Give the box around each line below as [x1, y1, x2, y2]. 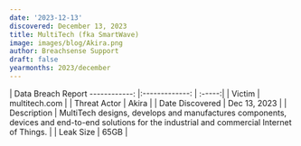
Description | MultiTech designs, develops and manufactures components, [9, 107, 287, 118]
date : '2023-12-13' [9, 13, 83, 23]
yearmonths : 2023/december [9, 64, 111, 73]
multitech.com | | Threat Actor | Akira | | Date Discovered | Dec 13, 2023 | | [9, 97, 287, 108]
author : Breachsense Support [9, 47, 119, 56]
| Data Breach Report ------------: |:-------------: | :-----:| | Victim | [9, 87, 260, 99]
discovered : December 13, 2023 [9, 22, 127, 31]
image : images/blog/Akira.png [9, 38, 124, 48]
